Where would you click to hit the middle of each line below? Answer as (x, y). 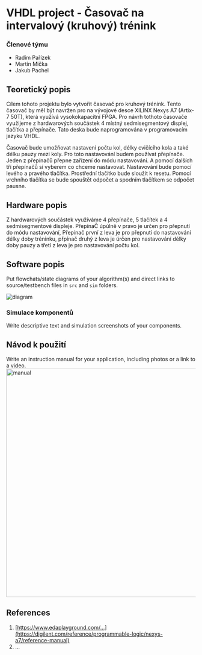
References (28, 613)
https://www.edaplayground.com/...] (62, 627)
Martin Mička (31, 64)
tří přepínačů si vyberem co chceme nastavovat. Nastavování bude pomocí (99, 167)
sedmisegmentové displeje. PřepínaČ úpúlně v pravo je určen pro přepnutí (98, 226)
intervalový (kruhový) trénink (81, 26)
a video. (16, 365)
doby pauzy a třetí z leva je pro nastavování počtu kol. (73, 245)
